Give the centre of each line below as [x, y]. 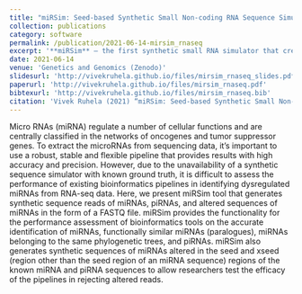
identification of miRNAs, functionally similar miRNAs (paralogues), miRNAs [149, 232]
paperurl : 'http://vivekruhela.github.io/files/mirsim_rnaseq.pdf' [138, 85]
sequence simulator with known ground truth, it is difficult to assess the [142, 174]
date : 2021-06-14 [42, 59]
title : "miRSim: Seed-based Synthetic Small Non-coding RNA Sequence [142, 18]
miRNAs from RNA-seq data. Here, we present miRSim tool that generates [146, 193]
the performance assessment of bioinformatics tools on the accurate [137, 222]
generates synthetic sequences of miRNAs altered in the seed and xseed [144, 251]
